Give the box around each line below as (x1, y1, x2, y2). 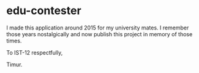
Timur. (6, 61, 23, 68)
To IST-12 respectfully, (6, 48, 63, 56)
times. (6, 37, 22, 44)
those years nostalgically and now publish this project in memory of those (6, 30, 193, 37)
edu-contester (6, 4, 81, 18)
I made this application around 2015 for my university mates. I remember (6, 24, 189, 31)
